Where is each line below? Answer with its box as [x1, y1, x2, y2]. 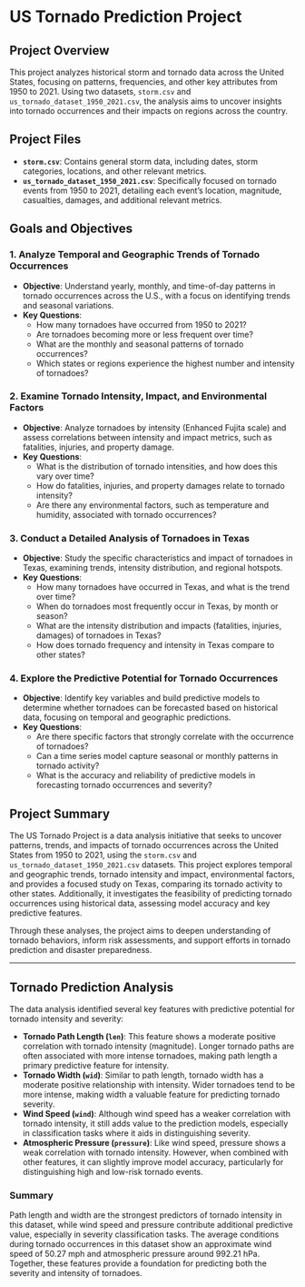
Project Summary [9, 806, 111, 821]
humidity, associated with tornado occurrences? [35, 509, 217, 520]
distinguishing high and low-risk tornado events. [22, 1167, 203, 1178]
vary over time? [35, 471, 95, 481]
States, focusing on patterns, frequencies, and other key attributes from [9, 76, 279, 87]
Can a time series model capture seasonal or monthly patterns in [35, 751, 279, 762]
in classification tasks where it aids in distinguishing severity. [22, 1128, 251, 1139]
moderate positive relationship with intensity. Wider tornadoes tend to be [22, 1079, 295, 1090]
